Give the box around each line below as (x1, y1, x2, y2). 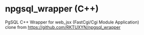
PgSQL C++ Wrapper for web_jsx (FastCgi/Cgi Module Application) (5, 19, 140, 25)
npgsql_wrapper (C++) (5, 3, 99, 14)
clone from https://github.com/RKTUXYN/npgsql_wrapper (5, 24, 121, 30)
